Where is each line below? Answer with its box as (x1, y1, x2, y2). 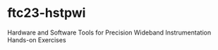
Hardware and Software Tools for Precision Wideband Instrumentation (7, 28, 212, 37)
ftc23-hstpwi (7, 5, 86, 21)
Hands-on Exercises (7, 35, 66, 44)
